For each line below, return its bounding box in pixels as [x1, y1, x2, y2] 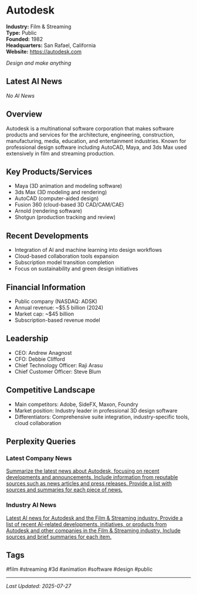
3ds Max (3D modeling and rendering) [14, 189, 107, 196]
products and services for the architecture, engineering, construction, [6, 131, 175, 138]
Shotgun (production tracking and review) [14, 214, 116, 221]
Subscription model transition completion [14, 259, 114, 266]
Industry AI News [6, 501, 57, 509]
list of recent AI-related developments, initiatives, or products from [6, 520, 167, 527]
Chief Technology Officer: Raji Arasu [14, 361, 103, 368]
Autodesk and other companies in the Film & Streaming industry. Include [6, 527, 181, 534]
